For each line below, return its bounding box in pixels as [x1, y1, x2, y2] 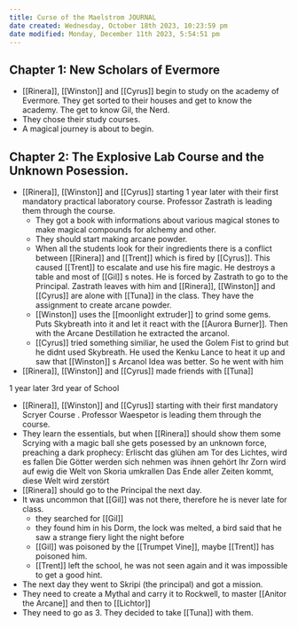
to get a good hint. [35, 569, 103, 580]
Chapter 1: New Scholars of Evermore [9, 62, 220, 77]
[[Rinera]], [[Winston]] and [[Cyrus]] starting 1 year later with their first [21, 187, 279, 197]
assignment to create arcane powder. [35, 300, 172, 310]
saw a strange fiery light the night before [35, 532, 184, 542]
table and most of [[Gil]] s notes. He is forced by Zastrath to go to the [35, 271, 288, 282]
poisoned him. [35, 551, 88, 561]
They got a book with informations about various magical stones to [35, 215, 280, 225]
